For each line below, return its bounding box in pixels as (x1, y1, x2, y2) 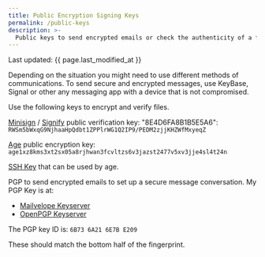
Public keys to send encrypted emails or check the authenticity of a (15, 33, 252, 42)
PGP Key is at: (8, 186, 54, 196)
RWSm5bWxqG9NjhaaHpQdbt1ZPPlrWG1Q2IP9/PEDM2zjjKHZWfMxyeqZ (8, 126, 207, 134)
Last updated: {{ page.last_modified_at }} (8, 55, 142, 65)
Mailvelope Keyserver (19, 201, 91, 210)
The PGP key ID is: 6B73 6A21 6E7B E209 (8, 225, 138, 234)
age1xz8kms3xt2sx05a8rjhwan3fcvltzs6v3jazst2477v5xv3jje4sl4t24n (8, 148, 227, 156)
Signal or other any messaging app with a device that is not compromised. (8, 88, 250, 97)
